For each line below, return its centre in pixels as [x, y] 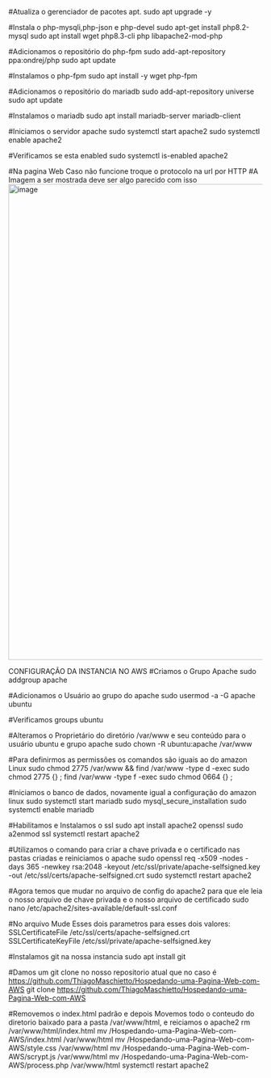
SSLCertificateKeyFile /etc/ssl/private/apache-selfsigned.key [110, 941]
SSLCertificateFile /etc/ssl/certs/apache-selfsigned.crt [99, 932]
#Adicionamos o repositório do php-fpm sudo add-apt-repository [117, 51]
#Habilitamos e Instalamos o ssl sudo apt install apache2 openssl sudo [126, 825]
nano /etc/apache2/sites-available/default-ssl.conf [93, 908]
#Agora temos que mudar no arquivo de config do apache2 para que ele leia [135, 891]
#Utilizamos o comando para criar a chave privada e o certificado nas [124, 849]
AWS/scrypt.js [32, 1057]
